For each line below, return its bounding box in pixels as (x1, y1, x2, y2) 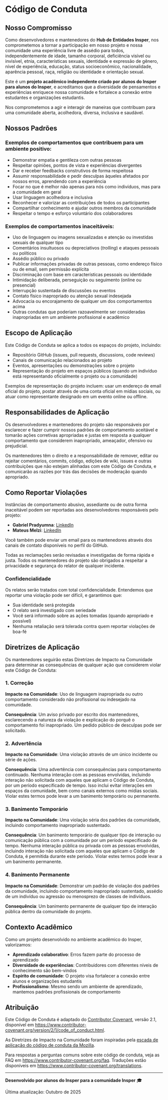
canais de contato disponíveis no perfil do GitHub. (5, 542, 108, 548)
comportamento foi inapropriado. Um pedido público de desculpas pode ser (5, 722, 162, 728)
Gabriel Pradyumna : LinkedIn (12, 522, 74, 528)
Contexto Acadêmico (5, 923, 72, 932)
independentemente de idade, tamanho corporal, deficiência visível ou (5, 53, 151, 59)
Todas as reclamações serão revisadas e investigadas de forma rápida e (5, 552, 154, 558)
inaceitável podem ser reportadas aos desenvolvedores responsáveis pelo (5, 507, 158, 513)
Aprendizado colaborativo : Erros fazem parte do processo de (12, 951, 141, 957)
